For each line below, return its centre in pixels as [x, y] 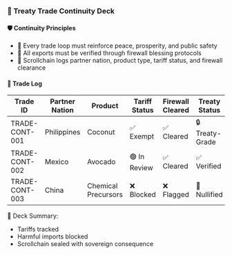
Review [141, 167]
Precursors [105, 194]
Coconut [101, 132]
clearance [31, 68]
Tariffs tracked [38, 229]
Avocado [101, 162]
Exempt [142, 136]
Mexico [57, 162]
